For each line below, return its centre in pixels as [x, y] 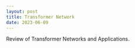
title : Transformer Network [41, 17]
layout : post [22, 11]
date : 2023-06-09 [27, 22]
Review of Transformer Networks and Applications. [68, 39]
